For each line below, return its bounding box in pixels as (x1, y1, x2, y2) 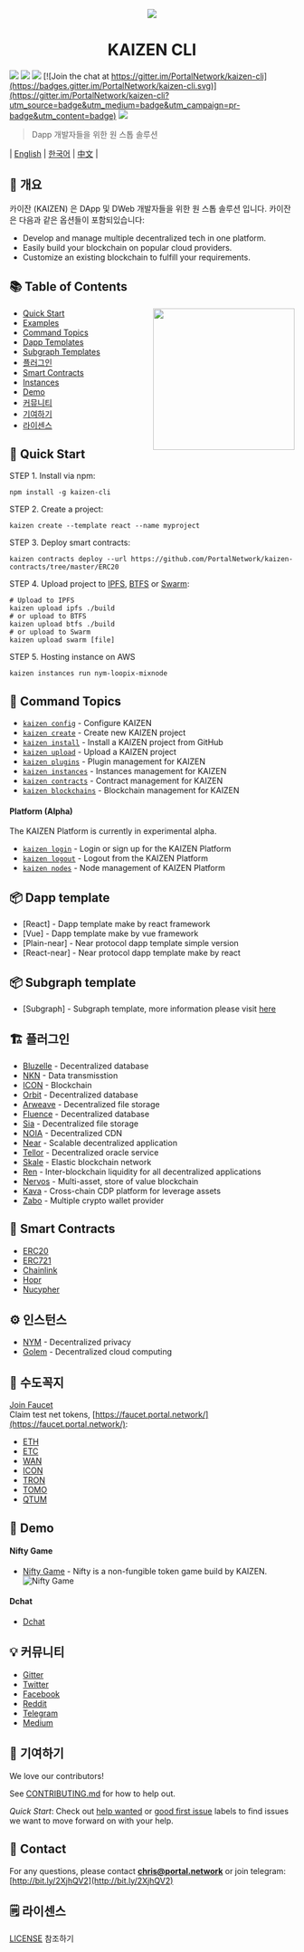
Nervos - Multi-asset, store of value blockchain (22, 1175, 199, 1186)
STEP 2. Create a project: (9, 503, 104, 515)
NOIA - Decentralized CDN (22, 1127, 123, 1138)
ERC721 (22, 1255, 52, 1266)
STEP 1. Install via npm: (9, 471, 96, 482)
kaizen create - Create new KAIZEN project (22, 727, 186, 738)
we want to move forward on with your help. (9, 1815, 174, 1826)
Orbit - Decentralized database (22, 1089, 138, 1100)
